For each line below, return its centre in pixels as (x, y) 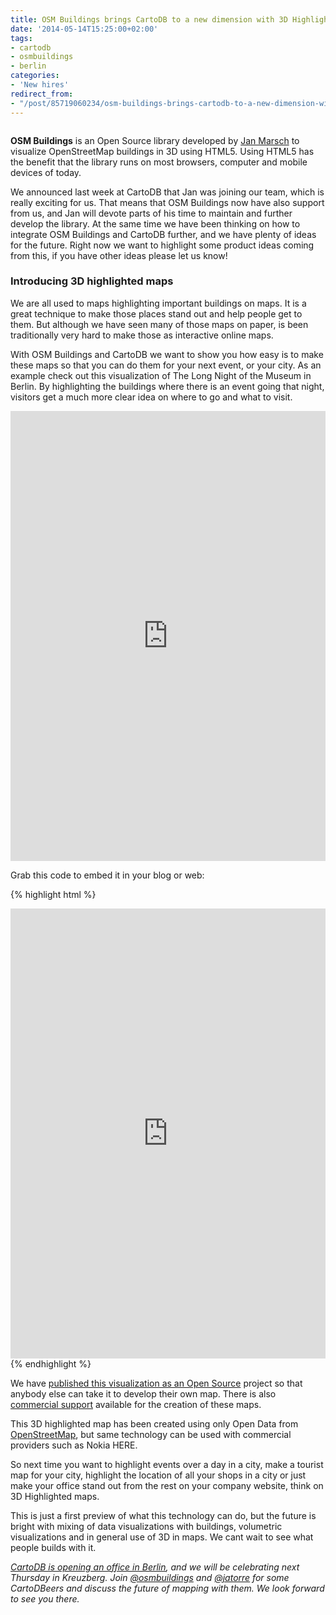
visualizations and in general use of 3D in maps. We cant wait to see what (162, 1537)
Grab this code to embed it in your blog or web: (107, 875)
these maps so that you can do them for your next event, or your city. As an (166, 365)
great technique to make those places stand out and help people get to (156, 313)
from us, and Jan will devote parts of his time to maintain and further (151, 213)
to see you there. (45, 1598)
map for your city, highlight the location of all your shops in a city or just (158, 1475)
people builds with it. (53, 1547)
